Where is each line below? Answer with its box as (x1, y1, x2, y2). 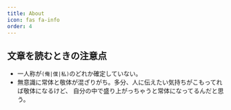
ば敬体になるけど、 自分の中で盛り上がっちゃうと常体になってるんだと (17, 87, 219, 95)
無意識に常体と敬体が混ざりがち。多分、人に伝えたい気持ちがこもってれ (17, 78, 223, 87)
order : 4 (7, 23, 32, 30)
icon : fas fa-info (7, 16, 60, 23)
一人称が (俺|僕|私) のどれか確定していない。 (17, 69, 142, 78)
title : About (7, 10, 45, 17)
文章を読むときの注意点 (7, 49, 107, 62)
